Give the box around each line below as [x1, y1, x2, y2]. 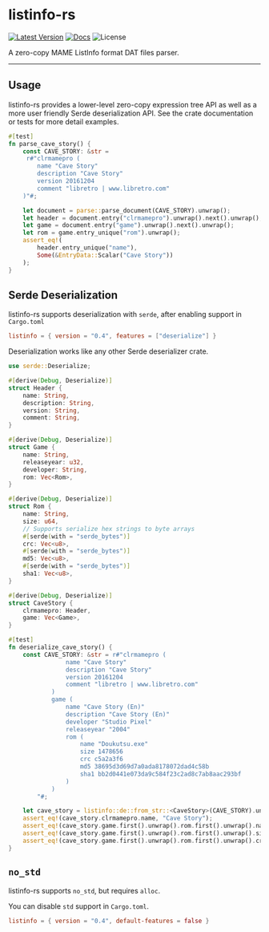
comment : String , [22, 414, 81, 422]
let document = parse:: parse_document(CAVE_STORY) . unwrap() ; [22, 206, 231, 214]
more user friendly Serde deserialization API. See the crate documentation [8, 108, 254, 118]
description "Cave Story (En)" [65, 710, 171, 719]
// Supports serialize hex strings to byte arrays [22, 525, 195, 533]
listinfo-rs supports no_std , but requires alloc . [8, 885, 161, 895]
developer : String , [22, 465, 88, 474]
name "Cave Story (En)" [65, 703, 146, 711]
